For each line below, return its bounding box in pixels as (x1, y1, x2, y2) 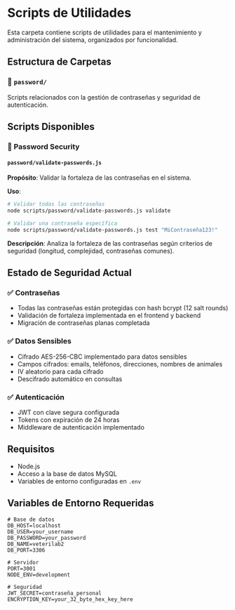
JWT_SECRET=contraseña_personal (7, 590, 102, 597)
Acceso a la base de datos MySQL (17, 469, 117, 478)
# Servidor (7, 559, 39, 566)
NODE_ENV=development (7, 571, 71, 578)
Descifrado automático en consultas (17, 374, 123, 383)
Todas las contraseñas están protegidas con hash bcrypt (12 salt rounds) (17, 304, 229, 312)
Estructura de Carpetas (7, 56, 112, 68)
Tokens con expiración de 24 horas (17, 416, 120, 424)
